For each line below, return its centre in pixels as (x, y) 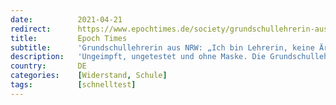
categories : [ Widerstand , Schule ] (89, 76)
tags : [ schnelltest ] (73, 85)
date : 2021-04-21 (66, 19)
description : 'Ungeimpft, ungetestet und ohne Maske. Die (138, 57)
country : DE (48, 66)
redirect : (31, 29)
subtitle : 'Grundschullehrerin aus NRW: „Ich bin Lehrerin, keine (162, 47)
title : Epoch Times (69, 38)
